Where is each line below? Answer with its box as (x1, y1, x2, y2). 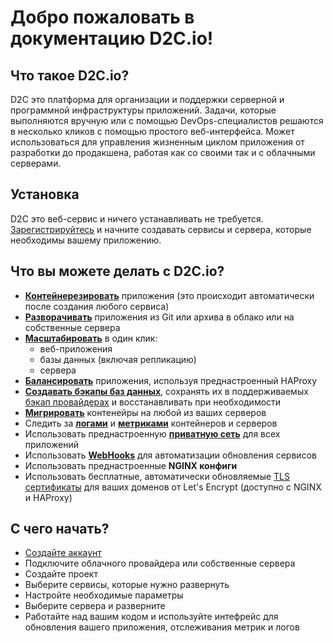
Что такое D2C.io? (10, 67, 130, 84)
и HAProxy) (24, 491, 73, 503)
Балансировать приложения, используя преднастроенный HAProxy (24, 374, 318, 386)
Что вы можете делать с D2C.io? (10, 263, 225, 280)
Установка (10, 186, 80, 203)
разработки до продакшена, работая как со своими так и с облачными (10, 147, 316, 158)
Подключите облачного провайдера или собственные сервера (24, 557, 296, 570)
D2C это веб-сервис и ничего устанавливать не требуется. (10, 212, 264, 225)
